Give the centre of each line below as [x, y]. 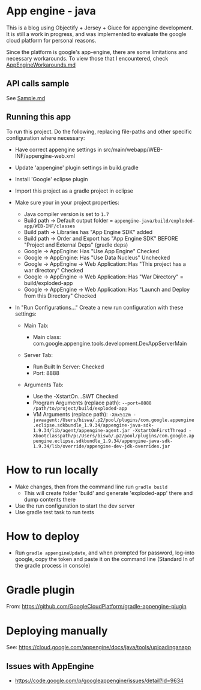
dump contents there [50, 499]
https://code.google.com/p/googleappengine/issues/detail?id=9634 [99, 681]
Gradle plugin [40, 590]
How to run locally [52, 470]
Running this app [38, 117]
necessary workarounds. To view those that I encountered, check [87, 58]
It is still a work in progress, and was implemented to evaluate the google [96, 34]
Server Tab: [38, 355]
